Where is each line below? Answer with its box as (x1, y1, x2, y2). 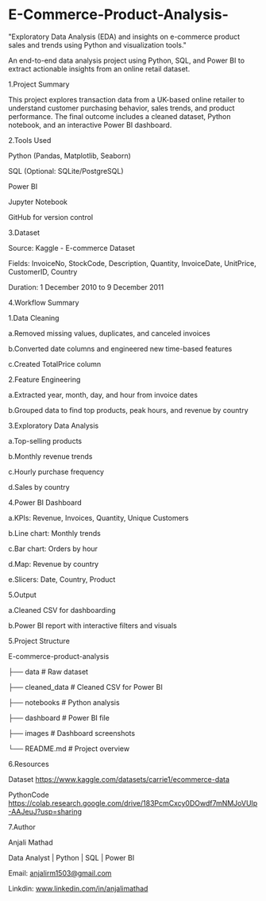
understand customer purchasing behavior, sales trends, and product (8, 103, 235, 113)
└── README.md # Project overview (8, 744, 129, 753)
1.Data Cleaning (8, 313, 60, 322)
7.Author (8, 822, 36, 831)
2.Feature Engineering (8, 375, 81, 384)
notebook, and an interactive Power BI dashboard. (8, 120, 172, 129)
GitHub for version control (8, 212, 94, 221)
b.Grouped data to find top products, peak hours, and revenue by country (8, 405, 249, 414)
